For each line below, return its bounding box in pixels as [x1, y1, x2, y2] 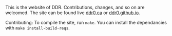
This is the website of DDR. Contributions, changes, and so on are [5, 5, 145, 10]
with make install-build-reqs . [5, 25, 70, 31]
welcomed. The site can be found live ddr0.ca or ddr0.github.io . [5, 10, 140, 16]
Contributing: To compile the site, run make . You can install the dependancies [5, 20, 167, 25]
